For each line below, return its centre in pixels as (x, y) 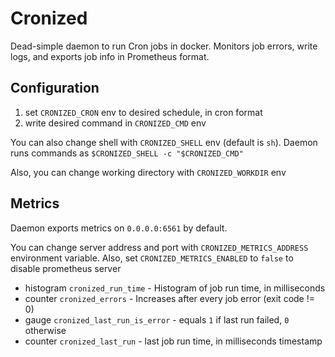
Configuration (55, 88)
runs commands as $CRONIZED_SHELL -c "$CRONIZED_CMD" (127, 153)
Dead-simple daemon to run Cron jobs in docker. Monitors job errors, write (164, 46)
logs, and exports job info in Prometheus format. (110, 56)
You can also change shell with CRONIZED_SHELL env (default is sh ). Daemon (164, 142)
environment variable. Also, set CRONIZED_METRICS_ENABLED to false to (152, 258)
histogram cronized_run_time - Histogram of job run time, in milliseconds (175, 288)
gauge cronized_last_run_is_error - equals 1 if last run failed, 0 (157, 319)
